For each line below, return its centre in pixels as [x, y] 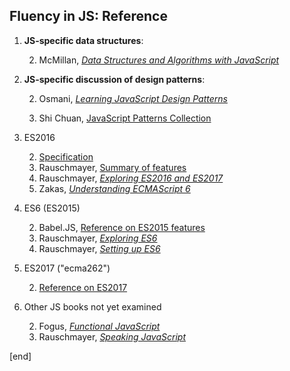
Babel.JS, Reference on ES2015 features [122, 227]
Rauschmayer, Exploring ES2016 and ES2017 [131, 178]
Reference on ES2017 [83, 287]
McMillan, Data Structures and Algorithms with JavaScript [159, 60]
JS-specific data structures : [83, 40]
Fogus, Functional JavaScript [99, 326]
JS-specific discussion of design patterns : [114, 79]
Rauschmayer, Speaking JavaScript [112, 336]
